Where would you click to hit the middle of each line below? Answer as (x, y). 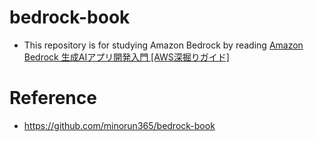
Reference (53, 98)
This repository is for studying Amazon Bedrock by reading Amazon (163, 45)
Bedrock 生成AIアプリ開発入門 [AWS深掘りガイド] (126, 57)
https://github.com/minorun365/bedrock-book (119, 125)
